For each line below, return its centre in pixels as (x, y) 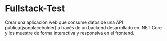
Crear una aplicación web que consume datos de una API (64, 22)
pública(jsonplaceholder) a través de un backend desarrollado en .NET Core (84, 27)
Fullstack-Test (35, 9)
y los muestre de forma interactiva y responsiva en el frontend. (70, 33)
